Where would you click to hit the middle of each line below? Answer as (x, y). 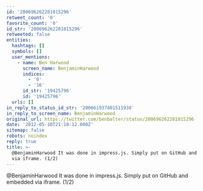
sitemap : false (26, 130)
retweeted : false (28, 35)
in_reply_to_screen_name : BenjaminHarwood (61, 113)
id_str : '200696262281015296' (45, 29)
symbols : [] (27, 52)
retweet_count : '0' (31, 18)
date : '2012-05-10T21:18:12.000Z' (50, 125)
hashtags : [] (28, 46)
